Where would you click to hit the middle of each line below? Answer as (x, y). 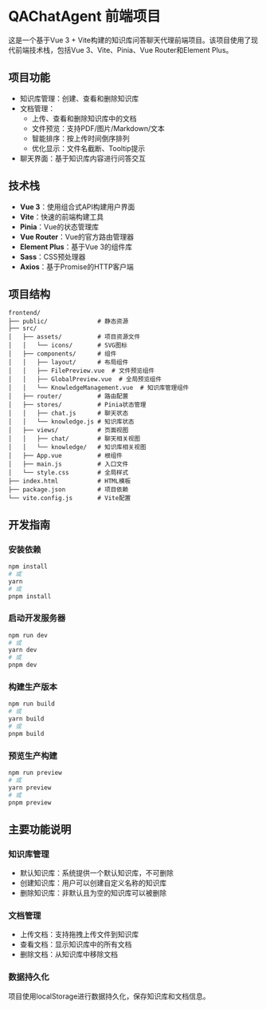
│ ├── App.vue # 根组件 (65, 456)
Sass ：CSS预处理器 (53, 256)
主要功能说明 (40, 829)
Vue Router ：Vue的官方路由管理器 (77, 236)
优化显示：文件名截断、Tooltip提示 (88, 148)
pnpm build (26, 733)
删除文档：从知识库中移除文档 (68, 955)
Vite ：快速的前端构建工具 (62, 216)
